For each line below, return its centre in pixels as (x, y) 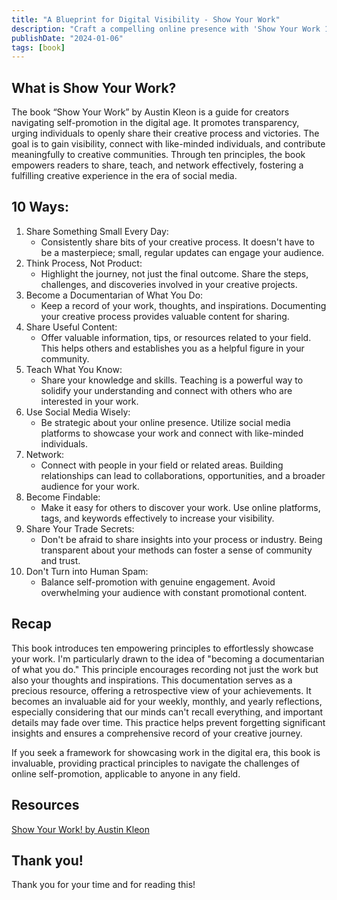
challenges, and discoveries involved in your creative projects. (169, 284)
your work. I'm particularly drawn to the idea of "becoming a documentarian (168, 658)
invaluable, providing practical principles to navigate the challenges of (155, 763)
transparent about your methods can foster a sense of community (176, 550)
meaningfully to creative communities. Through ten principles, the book (158, 155)
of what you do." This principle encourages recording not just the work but (165, 669)
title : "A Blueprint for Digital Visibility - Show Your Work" (146, 19)
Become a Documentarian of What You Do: (114, 295)
